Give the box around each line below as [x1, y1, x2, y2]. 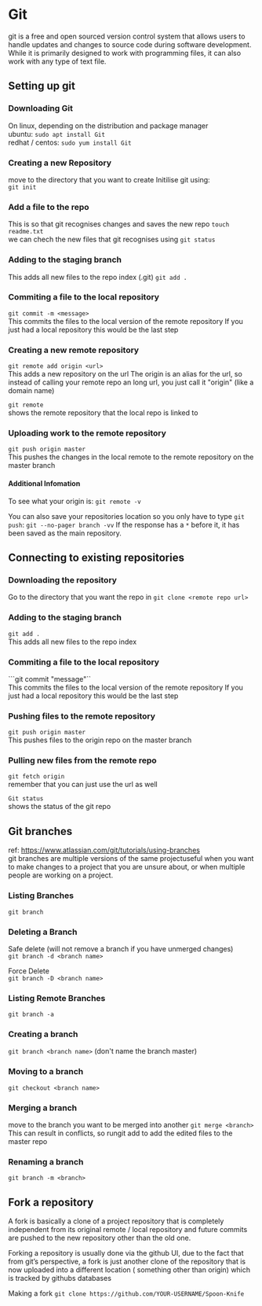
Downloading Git [8, 103, 73, 114]
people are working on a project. [8, 870, 114, 880]
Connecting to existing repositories [8, 551, 184, 564]
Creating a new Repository [8, 157, 112, 168]
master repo [8, 1137, 48, 1146]
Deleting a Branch [8, 926, 78, 937]
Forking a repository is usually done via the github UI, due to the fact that [8, 1249, 244, 1258]
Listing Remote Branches [8, 992, 106, 1003]
